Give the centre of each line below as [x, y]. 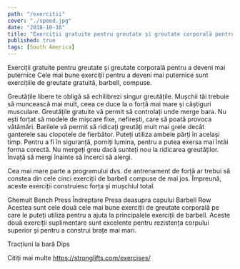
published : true [31, 41]
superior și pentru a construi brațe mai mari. [72, 230]
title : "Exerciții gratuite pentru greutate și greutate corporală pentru [121, 34]
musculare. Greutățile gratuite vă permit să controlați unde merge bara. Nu [117, 112]
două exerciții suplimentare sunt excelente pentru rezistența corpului [108, 223]
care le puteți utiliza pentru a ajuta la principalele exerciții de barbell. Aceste [119, 215]
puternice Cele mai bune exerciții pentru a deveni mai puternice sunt [108, 75]
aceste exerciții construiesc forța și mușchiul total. [81, 186]
